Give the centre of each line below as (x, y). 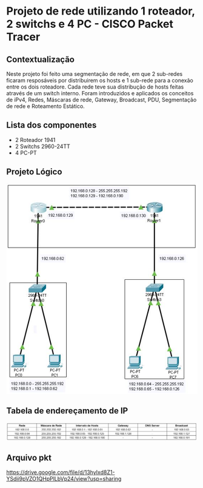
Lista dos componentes (52, 125)
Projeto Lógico (34, 172)
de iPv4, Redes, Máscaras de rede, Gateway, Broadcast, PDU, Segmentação (101, 100)
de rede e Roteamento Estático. (45, 106)
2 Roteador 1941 (35, 140)
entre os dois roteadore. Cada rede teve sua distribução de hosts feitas (95, 87)
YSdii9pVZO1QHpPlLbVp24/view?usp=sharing (64, 479)
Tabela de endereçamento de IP (67, 411)
